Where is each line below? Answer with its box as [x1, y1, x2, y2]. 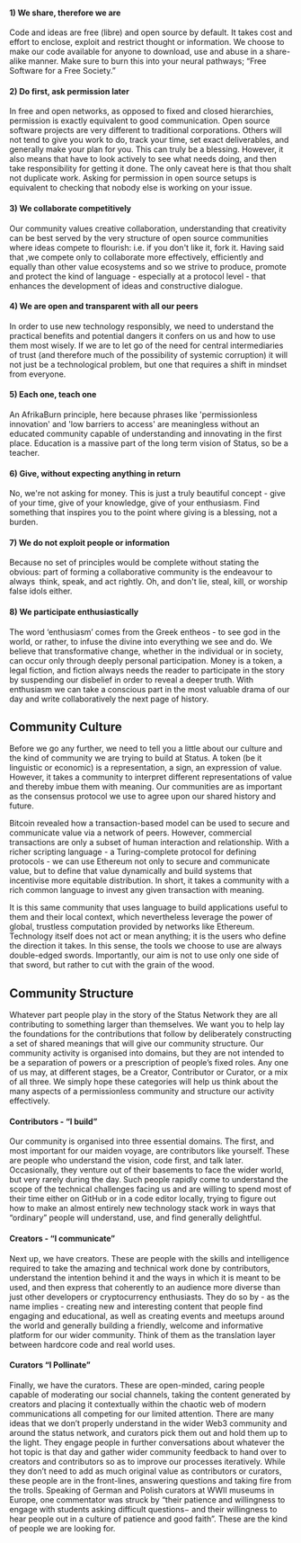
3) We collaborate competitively [9, 203, 132, 213]
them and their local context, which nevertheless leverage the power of [9, 912, 273, 923]
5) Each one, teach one [9, 389, 97, 400]
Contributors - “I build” [9, 1116, 98, 1127]
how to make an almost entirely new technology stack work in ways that [9, 1203, 276, 1214]
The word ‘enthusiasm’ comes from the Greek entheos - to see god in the [9, 626, 281, 638]
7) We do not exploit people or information [9, 537, 171, 548]
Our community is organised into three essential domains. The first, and [9, 1136, 275, 1146]
